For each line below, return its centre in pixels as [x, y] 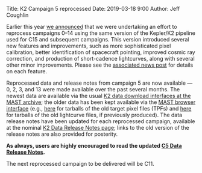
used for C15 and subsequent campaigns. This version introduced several [98, 39]
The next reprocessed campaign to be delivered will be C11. [80, 164]
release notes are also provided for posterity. [62, 134]
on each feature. [27, 71]
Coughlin [17, 15]
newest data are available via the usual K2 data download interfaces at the [99, 96]
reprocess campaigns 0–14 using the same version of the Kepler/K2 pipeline [101, 33]
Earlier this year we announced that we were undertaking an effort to [92, 27]
